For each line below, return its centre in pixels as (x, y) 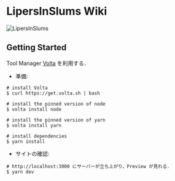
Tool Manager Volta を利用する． (48, 63)
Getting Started (37, 48)
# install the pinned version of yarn (56, 120)
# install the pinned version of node (56, 104)
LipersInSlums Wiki (57, 11)
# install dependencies (37, 136)
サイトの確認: (32, 153)
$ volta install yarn (34, 125)
